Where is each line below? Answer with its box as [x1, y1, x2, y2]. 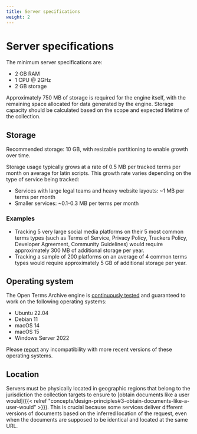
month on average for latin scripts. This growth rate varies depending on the [6, 170, 192, 177]
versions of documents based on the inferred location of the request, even [6, 410, 187, 417]
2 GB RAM [14, 70, 40, 77]
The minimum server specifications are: [6, 59, 103, 66]
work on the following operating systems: [6, 298, 107, 305]
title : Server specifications [6, 8, 81, 15]
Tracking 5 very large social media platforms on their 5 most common [14, 228, 184, 235]
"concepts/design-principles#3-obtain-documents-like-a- [48, 397, 190, 405]
